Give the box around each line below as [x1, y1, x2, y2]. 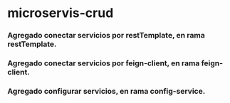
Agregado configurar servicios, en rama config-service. [7, 86, 206, 96]
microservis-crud [7, 5, 114, 21]
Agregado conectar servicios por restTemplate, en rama [7, 31, 205, 40]
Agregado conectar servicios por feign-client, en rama [7, 58, 200, 68]
